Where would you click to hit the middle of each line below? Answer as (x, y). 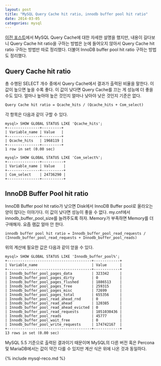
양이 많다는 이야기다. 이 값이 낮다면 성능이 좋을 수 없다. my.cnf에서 (68, 212)
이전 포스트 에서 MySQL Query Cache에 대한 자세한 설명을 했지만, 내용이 (74, 37)
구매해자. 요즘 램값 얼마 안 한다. (35, 224)
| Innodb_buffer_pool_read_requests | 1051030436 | (64, 312)
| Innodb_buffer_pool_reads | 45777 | (64, 316)
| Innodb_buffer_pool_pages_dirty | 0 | (64, 278)
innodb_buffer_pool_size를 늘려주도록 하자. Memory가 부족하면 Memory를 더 (79, 218)
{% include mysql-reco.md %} (35, 358)
